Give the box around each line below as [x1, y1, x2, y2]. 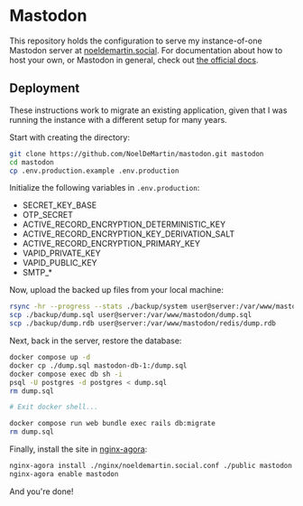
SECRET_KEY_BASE [22, 200, 97, 211]
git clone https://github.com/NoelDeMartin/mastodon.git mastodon [9, 149, 264, 158]
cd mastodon [9, 157, 54, 167]
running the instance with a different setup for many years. [9, 114, 227, 125]
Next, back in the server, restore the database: [9, 335, 182, 346]
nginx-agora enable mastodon [9, 469, 119, 479]
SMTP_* [22, 267, 52, 278]
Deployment [9, 80, 80, 96]
